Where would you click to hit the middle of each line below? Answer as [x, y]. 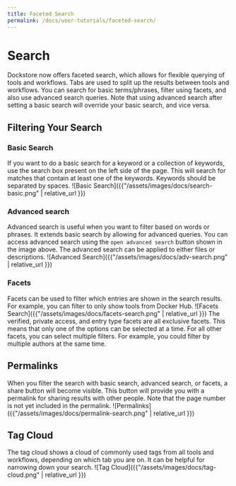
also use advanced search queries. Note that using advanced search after [115, 98]
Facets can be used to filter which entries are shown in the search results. [115, 298]
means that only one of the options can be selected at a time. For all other [115, 328]
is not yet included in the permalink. [59, 405]
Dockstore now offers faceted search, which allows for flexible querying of [116, 75]
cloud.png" [24, 475]
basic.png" [23, 193]
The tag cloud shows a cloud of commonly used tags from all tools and [111, 452]
